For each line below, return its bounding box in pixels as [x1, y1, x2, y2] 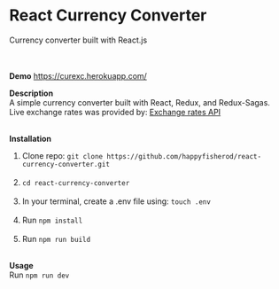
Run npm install [21, 215, 83, 225]
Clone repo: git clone [21, 150, 104, 160]
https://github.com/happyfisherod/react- [105, 152, 262, 160]
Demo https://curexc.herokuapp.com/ [9, 70, 148, 81]
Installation [9, 133, 51, 144]
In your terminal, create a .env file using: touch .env [21, 196, 211, 207]
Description [9, 88, 54, 98]
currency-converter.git [21, 160, 111, 168]
